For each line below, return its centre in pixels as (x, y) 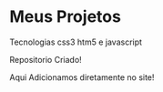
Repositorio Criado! (46, 59)
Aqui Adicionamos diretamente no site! (82, 77)
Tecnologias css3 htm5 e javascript (76, 42)
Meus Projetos (65, 17)
